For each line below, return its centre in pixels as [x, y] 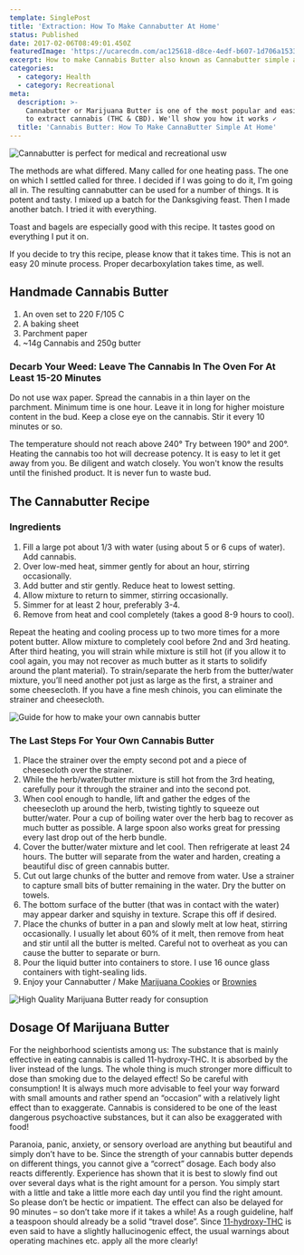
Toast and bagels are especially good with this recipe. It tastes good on [142, 227]
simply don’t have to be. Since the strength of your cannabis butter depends [152, 1153]
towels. [36, 895]
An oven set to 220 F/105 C [73, 314]
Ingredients [35, 527]
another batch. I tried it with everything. [83, 209]
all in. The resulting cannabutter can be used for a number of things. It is [144, 190]
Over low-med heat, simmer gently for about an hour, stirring [136, 566]
